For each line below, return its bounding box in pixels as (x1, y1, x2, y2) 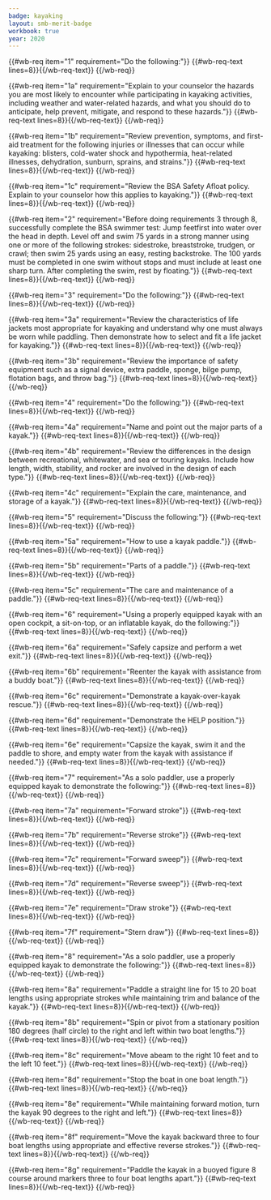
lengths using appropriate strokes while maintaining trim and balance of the (8, 993, 260, 1003)
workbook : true (8, 27, 60, 35)
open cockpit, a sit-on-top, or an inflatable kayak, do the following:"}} (8, 618, 240, 628)
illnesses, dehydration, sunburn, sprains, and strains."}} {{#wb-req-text (8, 157, 246, 167)
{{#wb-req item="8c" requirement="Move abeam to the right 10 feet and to (8, 1051, 259, 1061)
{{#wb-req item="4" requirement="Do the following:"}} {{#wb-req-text (8, 398, 244, 408)
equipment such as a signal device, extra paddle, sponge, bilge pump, (8, 365, 243, 375)
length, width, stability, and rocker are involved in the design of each (8, 464, 237, 474)
